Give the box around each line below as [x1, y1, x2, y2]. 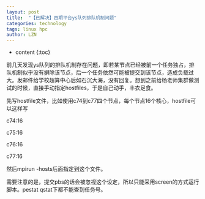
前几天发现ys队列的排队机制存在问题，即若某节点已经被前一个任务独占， [6, 61, 190, 69]
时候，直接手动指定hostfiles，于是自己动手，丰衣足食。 [17, 84, 157, 92]
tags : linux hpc [6, 26, 48, 32]
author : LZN [6, 32, 37, 38]
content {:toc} [15, 48, 51, 56]
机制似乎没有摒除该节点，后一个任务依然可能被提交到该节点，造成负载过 [11, 69, 194, 77]
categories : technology [6, 20, 67, 26]
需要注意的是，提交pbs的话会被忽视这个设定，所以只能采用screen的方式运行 [6, 178, 199, 186]
